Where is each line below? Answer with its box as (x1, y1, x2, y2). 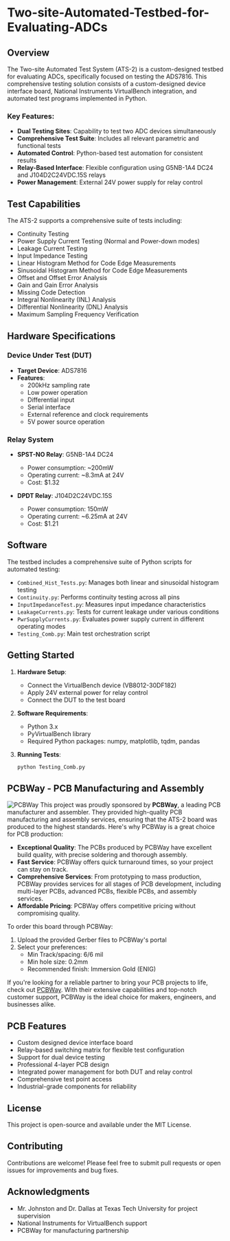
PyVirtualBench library (27, 729, 91, 737)
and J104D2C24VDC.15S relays (16, 171, 106, 180)
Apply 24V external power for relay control (27, 688, 148, 696)
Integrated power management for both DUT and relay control (16, 1068, 193, 1076)
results (16, 156, 37, 164)
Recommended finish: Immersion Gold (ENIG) (27, 965, 157, 973)
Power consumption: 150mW (27, 505, 108, 513)
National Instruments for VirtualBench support (16, 1219, 148, 1227)
